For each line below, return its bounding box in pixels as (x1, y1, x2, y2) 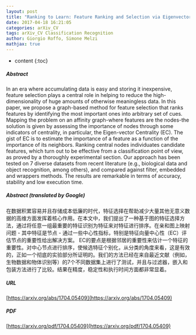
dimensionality (6, 98, 41, 105)
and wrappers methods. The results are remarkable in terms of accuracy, (6, 172, 182, 179)
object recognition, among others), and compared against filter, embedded (6, 166, 185, 173)
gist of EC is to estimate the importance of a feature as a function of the (6, 135, 178, 142)
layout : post (6, 8, 38, 15)
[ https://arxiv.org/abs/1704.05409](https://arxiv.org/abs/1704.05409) (6, 294, 173, 301)
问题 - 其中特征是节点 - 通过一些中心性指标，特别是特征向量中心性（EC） (6, 229, 182, 236)
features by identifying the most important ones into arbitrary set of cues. (6, 110, 183, 117)
